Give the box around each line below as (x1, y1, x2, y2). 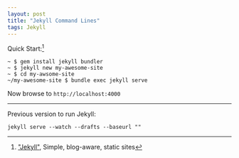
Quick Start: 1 (7, 43, 45, 53)
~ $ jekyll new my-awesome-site (7, 65, 103, 72)
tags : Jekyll (7, 23, 46, 31)
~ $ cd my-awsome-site (7, 70, 75, 78)
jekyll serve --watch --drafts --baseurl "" (7, 124, 142, 131)
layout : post (7, 10, 46, 18)
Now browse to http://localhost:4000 (7, 90, 121, 98)
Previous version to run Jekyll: (7, 110, 96, 118)
